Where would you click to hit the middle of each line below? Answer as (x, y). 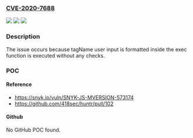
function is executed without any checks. (56, 55)
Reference (19, 84)
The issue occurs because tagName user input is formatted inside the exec (96, 49)
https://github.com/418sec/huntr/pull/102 (64, 104)
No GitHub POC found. (33, 130)
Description (23, 37)
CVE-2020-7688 (30, 8)
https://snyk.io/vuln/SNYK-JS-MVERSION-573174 (74, 97)
